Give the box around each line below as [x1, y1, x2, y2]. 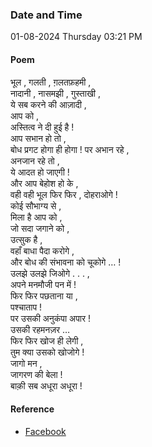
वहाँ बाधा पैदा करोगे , [10, 244, 75, 257]
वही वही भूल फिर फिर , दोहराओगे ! [10, 188, 118, 200]
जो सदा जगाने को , [10, 222, 70, 234]
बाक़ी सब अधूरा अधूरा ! [10, 379, 83, 392]
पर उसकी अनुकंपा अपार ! [10, 312, 92, 324]
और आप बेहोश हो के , [10, 177, 79, 189]
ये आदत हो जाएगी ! [10, 166, 70, 178]
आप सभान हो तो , [10, 132, 67, 144]
